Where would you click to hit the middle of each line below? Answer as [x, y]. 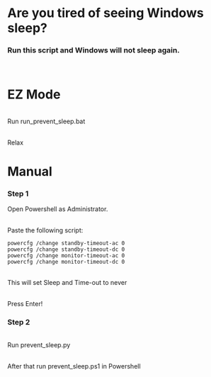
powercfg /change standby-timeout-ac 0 [66, 243]
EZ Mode [34, 94]
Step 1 [18, 193]
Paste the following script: [45, 230]
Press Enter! [25, 303]
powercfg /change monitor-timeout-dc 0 [66, 261]
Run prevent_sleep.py [39, 345]
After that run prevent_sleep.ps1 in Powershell [74, 366]
